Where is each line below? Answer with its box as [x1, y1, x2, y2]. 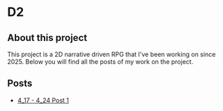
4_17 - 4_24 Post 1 [17, 96, 70, 104]
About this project [7, 32, 88, 44]
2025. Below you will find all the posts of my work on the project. [7, 58, 194, 66]
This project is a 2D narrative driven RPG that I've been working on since [7, 50, 216, 58]
